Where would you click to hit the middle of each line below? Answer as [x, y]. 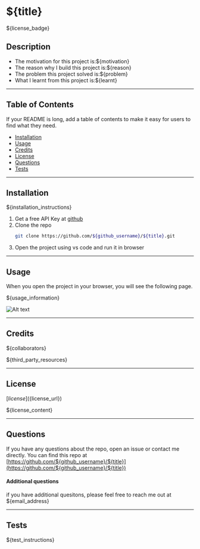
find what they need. [32, 125]
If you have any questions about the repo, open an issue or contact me [93, 449]
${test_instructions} [30, 539]
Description [28, 47]
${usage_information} [33, 298]
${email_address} [28, 501]
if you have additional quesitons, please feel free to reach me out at [89, 495]
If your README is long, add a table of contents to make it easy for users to [99, 119]
